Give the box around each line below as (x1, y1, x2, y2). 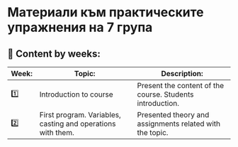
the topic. (137, 128, 169, 137)
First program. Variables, (39, 110, 122, 119)
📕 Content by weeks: (7, 48, 101, 60)
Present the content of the (137, 81, 225, 90)
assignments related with (137, 119, 221, 129)
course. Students (137, 89, 194, 99)
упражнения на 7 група (7, 19, 153, 36)
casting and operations (39, 119, 116, 129)
